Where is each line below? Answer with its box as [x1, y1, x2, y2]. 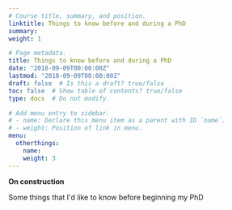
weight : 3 [23, 154, 57, 162]
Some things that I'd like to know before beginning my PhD [8, 192, 204, 202]
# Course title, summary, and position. [8, 11, 147, 20]
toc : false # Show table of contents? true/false [8, 87, 183, 95]
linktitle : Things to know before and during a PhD [8, 19, 186, 28]
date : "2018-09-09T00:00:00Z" [8, 64, 111, 73]
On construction [8, 176, 65, 186]
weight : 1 [8, 34, 42, 43]
